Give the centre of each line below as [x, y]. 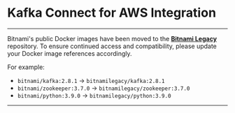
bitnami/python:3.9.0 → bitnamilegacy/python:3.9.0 [94, 95]
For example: [26, 67]
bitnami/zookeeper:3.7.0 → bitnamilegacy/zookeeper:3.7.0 [104, 88]
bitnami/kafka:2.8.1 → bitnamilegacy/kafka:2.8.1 [91, 80]
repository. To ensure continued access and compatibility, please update [112, 46]
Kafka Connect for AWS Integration [112, 13]
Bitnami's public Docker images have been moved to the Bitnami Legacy [112, 38]
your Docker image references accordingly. [70, 53]
